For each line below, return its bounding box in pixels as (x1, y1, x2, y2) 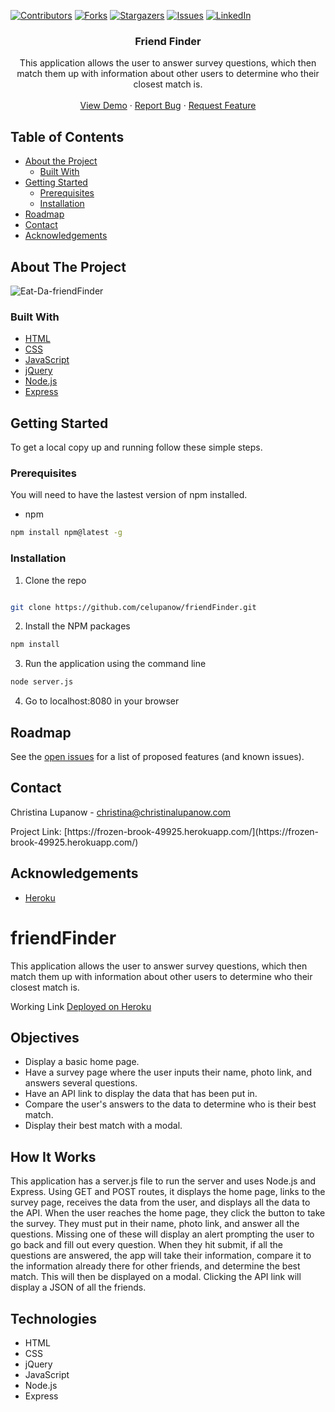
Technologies (10, 1310, 98, 1327)
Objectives (10, 1029, 80, 1046)
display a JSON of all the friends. (10, 1281, 147, 1294)
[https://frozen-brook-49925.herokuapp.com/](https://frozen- (63, 825, 320, 837)
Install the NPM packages (24, 620, 131, 632)
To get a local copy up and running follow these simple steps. (10, 441, 263, 454)
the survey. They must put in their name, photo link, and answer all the (10, 1218, 300, 1230)
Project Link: (10, 825, 62, 837)
